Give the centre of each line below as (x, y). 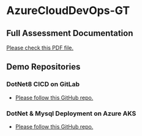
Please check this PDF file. (40, 48)
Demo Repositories (43, 67)
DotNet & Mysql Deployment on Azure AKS (71, 113)
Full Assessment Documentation (70, 33)
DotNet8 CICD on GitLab (43, 84)
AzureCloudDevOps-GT (68, 11)
